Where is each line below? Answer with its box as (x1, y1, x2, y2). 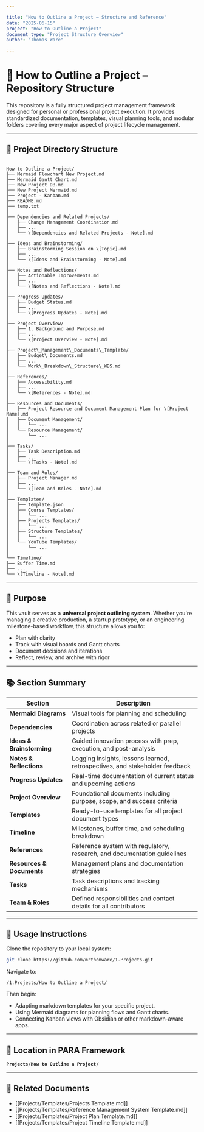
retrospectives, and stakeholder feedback (72, 762, 191, 770)
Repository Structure (6, 82, 115, 95)
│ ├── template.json (6, 501, 64, 508)
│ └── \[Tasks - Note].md (6, 459, 78, 465)
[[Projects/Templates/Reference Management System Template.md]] (15, 1106, 188, 1113)
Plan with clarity (15, 634, 56, 642)
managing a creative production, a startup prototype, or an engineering (6, 616, 185, 623)
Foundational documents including (72, 789, 171, 798)
